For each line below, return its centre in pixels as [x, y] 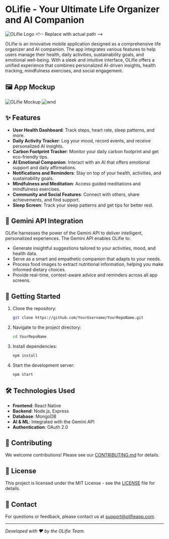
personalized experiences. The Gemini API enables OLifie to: [68, 238]
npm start [23, 374]
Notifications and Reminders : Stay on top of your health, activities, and [87, 173]
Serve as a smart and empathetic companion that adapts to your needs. [87, 259]
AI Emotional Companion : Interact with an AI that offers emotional [81, 162]
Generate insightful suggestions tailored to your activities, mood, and [84, 248]
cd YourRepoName [29, 337]
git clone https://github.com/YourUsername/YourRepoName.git [78, 318]
